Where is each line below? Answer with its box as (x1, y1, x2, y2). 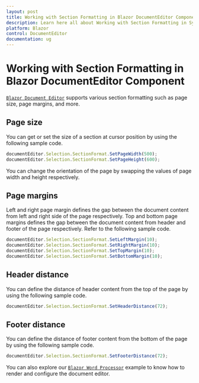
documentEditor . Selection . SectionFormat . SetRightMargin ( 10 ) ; (6, 242, 161, 248)
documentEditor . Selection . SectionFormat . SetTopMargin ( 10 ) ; (6, 248, 155, 254)
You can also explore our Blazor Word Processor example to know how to (6, 364, 185, 371)
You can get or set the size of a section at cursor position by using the (6, 133, 178, 140)
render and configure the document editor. (6, 370, 111, 377)
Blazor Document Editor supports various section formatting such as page (6, 94, 188, 101)
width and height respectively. (6, 173, 80, 181)
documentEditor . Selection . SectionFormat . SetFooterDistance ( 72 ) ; (6, 353, 168, 359)
